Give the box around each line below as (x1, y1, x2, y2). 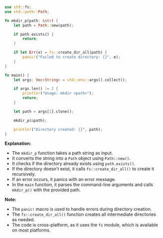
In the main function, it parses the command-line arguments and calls (11, 181, 154, 188)
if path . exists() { (13, 32, 54, 37)
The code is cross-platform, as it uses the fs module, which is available (11, 222, 159, 228)
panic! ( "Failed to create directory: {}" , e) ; (22, 55, 121, 59)
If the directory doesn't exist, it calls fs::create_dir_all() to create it (11, 166, 155, 172)
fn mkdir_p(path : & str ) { (4, 18, 58, 23)
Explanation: (4, 140, 32, 146)
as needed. (11, 217, 35, 223)
